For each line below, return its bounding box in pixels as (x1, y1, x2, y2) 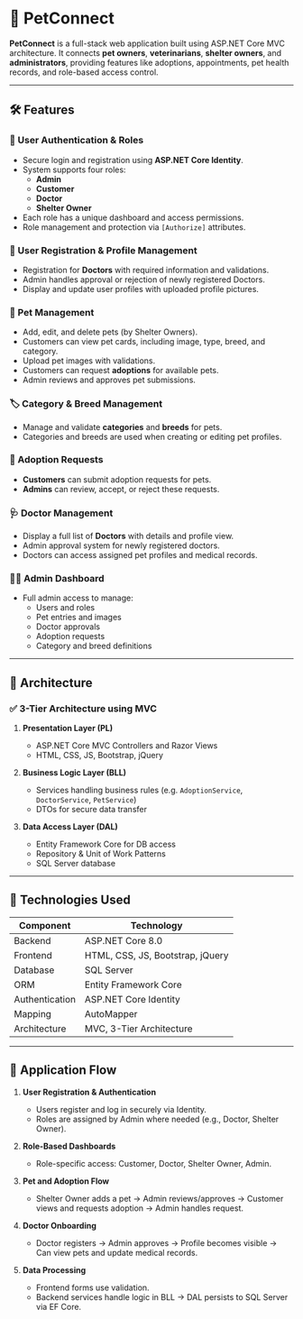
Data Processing (22, 1264, 87, 1275)
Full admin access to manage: (22, 592, 133, 603)
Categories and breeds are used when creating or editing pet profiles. (22, 431, 282, 442)
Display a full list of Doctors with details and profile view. (22, 531, 234, 542)
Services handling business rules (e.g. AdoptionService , (35, 784, 243, 796)
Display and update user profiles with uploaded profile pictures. (22, 283, 260, 294)
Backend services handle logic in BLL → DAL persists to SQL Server (35, 1291, 289, 1302)
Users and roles (35, 602, 96, 613)
